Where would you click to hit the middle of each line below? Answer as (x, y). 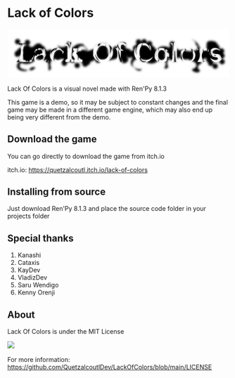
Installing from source (57, 191)
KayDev (29, 270)
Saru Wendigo (38, 285)
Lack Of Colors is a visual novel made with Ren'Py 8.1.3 (87, 89)
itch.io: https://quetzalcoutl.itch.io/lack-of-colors (77, 169)
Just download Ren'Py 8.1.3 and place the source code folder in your (107, 209)
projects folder (28, 216)
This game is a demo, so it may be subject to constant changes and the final (118, 102)
